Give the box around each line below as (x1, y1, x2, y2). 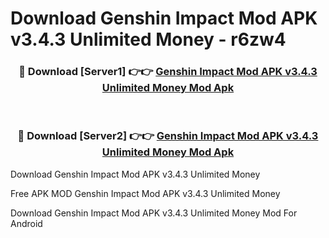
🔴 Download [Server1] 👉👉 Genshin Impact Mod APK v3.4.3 (18, 65, 318, 79)
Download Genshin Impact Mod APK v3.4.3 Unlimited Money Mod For (10, 207, 298, 219)
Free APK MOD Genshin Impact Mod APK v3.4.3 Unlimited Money (10, 187, 281, 199)
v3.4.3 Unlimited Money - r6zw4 (10, 28, 287, 51)
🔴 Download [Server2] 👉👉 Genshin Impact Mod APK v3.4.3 (17, 129, 319, 143)
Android (10, 217, 43, 229)
